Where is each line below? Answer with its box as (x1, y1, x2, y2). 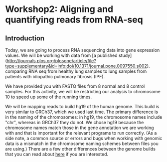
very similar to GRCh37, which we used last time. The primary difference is (5, 109, 159, 115)
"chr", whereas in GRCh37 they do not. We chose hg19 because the (5, 120, 144, 125)
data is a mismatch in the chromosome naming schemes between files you (5, 141, 159, 147)
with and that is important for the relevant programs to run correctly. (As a (5, 130, 157, 136)
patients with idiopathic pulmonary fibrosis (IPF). (5, 74, 105, 79)
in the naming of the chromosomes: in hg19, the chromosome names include (5, 114, 163, 120)
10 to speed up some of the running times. (5, 94, 92, 100)
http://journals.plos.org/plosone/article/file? (6, 58, 96, 63)
